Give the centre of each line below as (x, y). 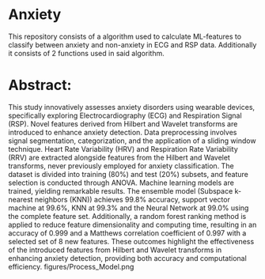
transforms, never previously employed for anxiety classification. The (121, 166)
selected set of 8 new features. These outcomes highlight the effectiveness (131, 241)
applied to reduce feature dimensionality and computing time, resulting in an (132, 224)
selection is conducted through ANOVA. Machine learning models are (121, 183)
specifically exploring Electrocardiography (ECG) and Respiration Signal (125, 115)
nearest (21, 199)
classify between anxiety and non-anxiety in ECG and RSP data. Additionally (132, 44)
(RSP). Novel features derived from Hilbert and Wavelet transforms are (123, 123)
